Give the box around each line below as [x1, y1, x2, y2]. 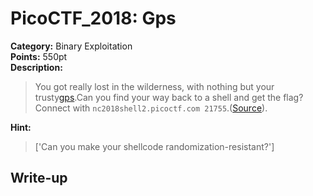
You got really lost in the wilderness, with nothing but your [34, 80, 275, 92]
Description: [10, 61, 63, 73]
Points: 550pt [10, 50, 68, 62]
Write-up [10, 170, 68, 187]
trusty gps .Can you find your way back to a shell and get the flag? [34, 91, 304, 103]
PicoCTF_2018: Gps [10, 7, 177, 30]
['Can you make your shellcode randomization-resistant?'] [34, 140, 275, 152]
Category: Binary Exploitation [10, 40, 133, 52]
